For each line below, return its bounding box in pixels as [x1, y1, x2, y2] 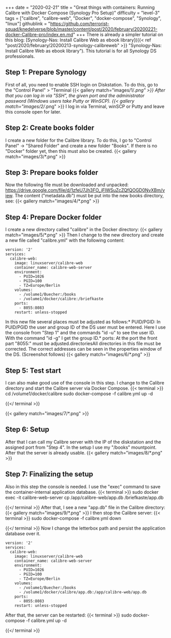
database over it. [5, 530, 41, 536]
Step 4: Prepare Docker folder [5, 213, 102, 221]
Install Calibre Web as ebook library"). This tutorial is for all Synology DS [5, 48, 157, 54]
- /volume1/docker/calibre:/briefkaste [18, 297, 103, 302]
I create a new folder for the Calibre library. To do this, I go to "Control [5, 137, 152, 143]
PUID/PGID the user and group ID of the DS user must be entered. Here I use [5, 324, 166, 330]
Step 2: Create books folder [5, 124, 95, 132]
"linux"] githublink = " [5, 20, 51, 27]
